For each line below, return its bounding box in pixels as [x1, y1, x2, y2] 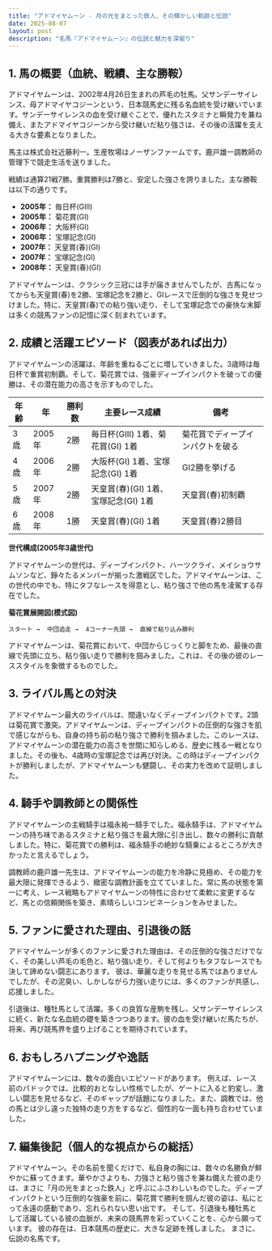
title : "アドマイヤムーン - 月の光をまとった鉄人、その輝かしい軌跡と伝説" [8, 11, 232, 20]
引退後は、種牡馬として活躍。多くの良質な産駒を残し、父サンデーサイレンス [8, 1004, 264, 1014]
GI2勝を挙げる [181, 462, 236, 473]
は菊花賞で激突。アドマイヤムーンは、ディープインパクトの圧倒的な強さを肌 [8, 720, 262, 730]
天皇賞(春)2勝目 [181, 515, 243, 526]
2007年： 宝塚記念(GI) [19, 253, 96, 262]
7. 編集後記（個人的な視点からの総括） [8, 1139, 200, 1154]
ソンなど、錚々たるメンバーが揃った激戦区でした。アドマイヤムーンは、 [15, 570, 256, 580]
